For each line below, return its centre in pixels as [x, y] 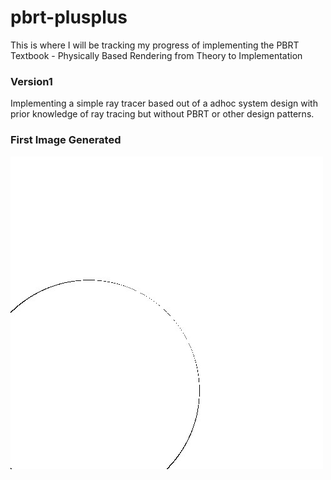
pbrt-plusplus [69, 17]
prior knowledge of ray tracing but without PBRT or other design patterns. [162, 114]
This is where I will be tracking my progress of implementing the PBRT [155, 45]
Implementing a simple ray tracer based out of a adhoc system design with [164, 103]
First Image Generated [66, 140]
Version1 [31, 81]
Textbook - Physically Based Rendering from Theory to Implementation [156, 55]
